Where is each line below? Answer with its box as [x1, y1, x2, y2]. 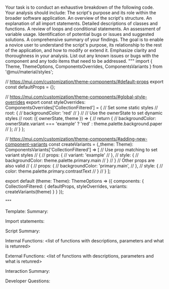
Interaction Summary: [5, 268, 50, 274]
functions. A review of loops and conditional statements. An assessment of [5, 26, 161, 32]
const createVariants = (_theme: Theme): [48, 141, 134, 147]
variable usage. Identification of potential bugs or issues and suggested [5, 31, 154, 37]
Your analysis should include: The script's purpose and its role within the [5, 10, 156, 16]
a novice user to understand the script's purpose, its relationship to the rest [5, 42, 162, 48]
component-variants [5, 141, 48, 147]
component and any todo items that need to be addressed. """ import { [5, 58, 153, 64]
